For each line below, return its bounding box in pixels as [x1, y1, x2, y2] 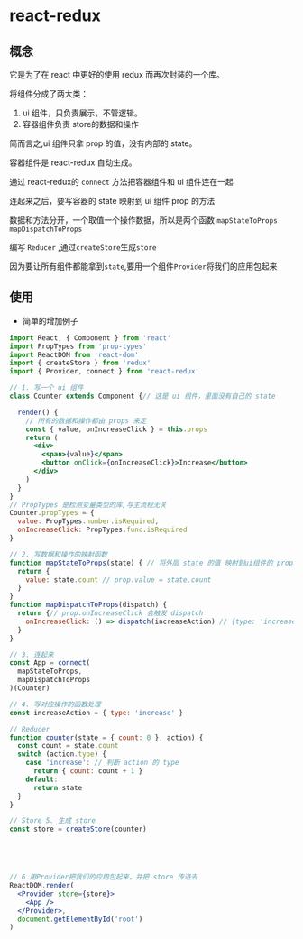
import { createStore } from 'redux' [9, 358, 151, 368]
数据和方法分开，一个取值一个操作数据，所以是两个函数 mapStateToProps [9, 215, 278, 226]
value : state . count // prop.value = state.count [25, 575, 212, 585]
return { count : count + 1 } [32, 767, 143, 776]
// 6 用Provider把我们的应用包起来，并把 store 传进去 [9, 872, 198, 882]
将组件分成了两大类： [9, 88, 88, 99]
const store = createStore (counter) [9, 824, 147, 834]
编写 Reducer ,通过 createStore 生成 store [9, 242, 157, 253]
